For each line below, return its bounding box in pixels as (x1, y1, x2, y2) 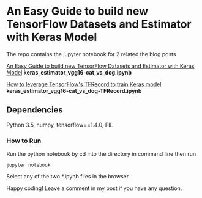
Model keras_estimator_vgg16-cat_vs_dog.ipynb (6, 68, 132, 76)
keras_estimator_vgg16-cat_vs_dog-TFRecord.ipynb (6, 87, 142, 94)
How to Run (6, 136, 42, 145)
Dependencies (6, 105, 63, 116)
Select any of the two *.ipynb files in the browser (6, 173, 129, 180)
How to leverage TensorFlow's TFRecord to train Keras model (6, 81, 162, 88)
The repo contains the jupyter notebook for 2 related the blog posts (6, 50, 176, 57)
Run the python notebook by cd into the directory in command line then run (6, 150, 196, 158)
